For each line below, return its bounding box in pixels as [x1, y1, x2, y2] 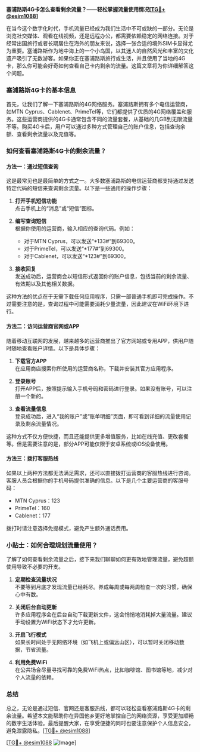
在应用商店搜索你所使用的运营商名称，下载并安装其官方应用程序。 [14, 364, 177, 372]
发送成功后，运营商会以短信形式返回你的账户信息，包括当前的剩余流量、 [14, 273, 192, 280]
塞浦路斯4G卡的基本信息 [6, 86, 76, 94]
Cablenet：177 [14, 512, 51, 519]
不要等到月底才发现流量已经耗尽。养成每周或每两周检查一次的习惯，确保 [14, 584, 192, 591]
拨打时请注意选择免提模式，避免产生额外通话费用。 [6, 524, 132, 532]
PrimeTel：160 [14, 504, 51, 511]
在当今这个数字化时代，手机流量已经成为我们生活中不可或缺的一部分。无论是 [6, 25, 194, 32]
